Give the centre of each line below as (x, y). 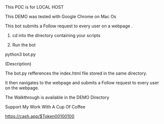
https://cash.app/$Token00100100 (40, 116)
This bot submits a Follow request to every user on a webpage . (69, 26)
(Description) (18, 64)
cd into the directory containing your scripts (56, 35)
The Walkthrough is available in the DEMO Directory (57, 97)
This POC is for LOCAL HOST (34, 7)
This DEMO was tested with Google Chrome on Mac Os (61, 16)
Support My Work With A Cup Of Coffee (45, 107)
